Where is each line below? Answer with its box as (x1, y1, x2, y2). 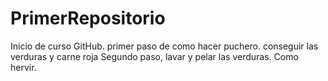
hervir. (10, 61, 37, 73)
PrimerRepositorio (10, 7, 166, 30)
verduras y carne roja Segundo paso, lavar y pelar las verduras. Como (10, 50, 299, 62)
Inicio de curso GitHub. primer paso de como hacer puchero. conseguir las (10, 40, 319, 52)
